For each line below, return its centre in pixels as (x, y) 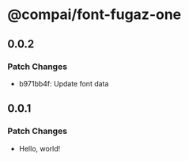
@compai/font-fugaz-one (94, 15)
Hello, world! (40, 148)
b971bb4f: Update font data (64, 83)
